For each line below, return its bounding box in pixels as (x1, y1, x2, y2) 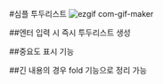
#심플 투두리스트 (9, 9, 67, 19)
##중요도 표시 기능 (9, 46, 74, 57)
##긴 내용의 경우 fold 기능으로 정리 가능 (9, 65, 147, 75)
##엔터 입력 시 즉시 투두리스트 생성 (9, 27, 131, 38)
